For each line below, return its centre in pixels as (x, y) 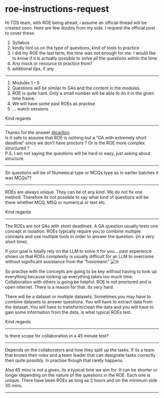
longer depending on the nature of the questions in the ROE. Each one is (78, 375)
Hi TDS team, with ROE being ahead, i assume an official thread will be (76, 23)
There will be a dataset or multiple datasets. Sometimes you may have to (78, 296)
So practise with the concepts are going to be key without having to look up (81, 271)
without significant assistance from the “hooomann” (57, 262)
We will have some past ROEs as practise (53, 104)
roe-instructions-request (57, 9)
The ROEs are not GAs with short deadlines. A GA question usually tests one (82, 226)
